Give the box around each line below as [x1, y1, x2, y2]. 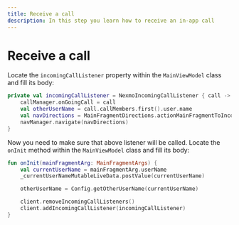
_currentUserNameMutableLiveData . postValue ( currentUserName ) [20, 172, 205, 180]
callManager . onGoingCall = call [20, 99, 116, 106]
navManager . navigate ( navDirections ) [20, 119, 129, 126]
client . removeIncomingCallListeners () [20, 198, 135, 206]
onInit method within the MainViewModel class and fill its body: [7, 146, 190, 154]
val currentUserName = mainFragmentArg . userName [20, 166, 167, 173]
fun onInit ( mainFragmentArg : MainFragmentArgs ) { [7, 159, 158, 167]
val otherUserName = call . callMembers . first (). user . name [20, 106, 193, 113]
